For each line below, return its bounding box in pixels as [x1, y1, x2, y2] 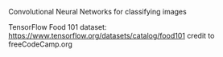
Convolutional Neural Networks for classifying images [8, 7, 187, 16]
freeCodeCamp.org [8, 39, 72, 49]
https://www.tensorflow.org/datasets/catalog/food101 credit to [8, 31, 215, 40]
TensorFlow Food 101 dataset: [8, 22, 107, 31]
